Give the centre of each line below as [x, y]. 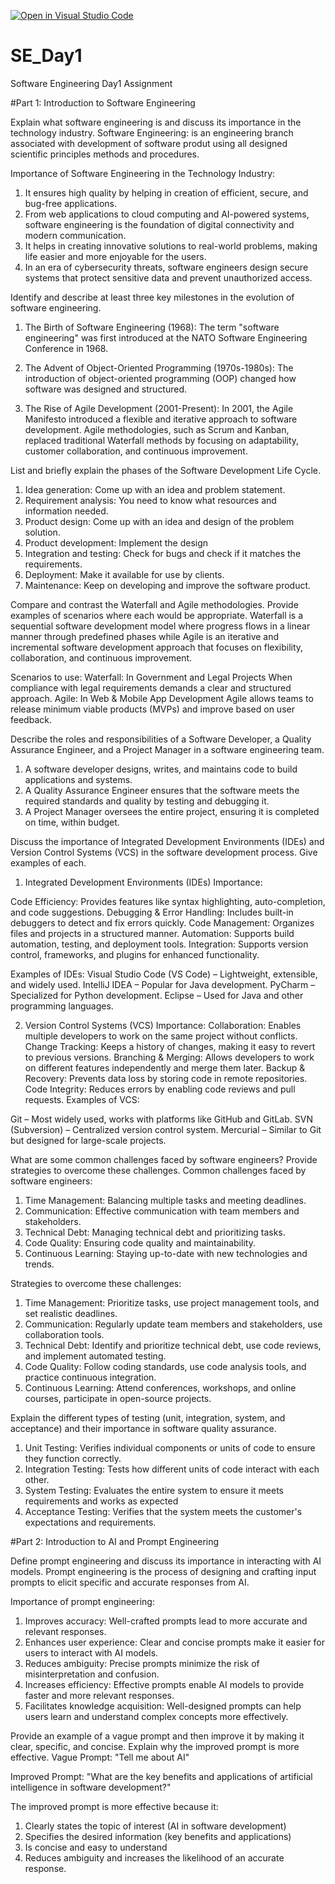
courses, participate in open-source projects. [118, 1398]
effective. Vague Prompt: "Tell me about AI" [100, 1757]
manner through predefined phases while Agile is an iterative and [145, 636]
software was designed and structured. [106, 389]
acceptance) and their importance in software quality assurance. [143, 1428]
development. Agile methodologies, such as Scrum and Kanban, [157, 429]
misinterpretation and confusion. [92, 1674]
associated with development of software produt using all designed [149, 143]
